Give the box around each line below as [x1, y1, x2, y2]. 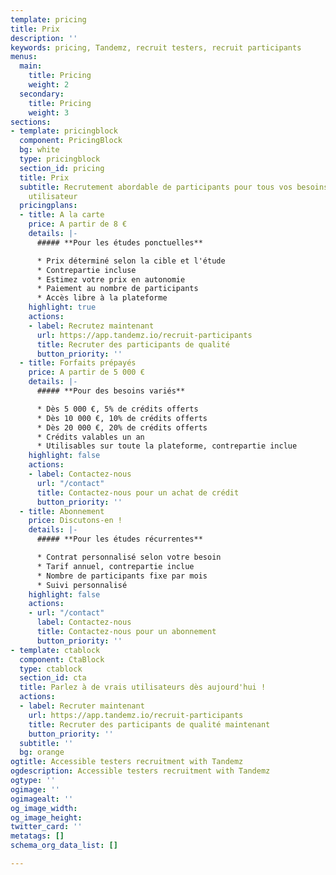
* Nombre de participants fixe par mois [36, 571, 208, 581]
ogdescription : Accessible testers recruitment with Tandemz [10, 766, 271, 776]
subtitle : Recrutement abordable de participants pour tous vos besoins [19, 182, 329, 192]
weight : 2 [28, 80, 70, 90]
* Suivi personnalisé [36, 580, 128, 590]
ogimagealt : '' [10, 794, 74, 804]
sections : [10, 117, 52, 127]
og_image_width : [10, 803, 78, 813]
